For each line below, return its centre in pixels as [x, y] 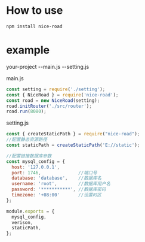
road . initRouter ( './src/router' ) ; [49, 106]
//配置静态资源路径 [27, 140]
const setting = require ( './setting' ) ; [56, 89]
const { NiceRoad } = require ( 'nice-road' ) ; [62, 95]
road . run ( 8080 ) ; [26, 111]
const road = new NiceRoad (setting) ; [53, 100]
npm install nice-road [34, 26]
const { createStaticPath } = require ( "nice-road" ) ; [73, 134]
